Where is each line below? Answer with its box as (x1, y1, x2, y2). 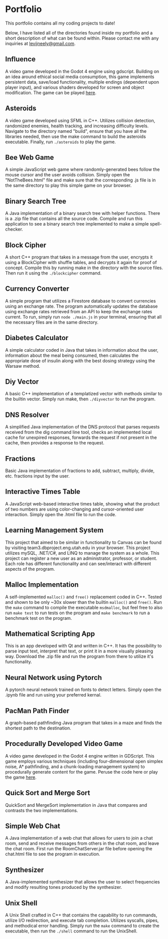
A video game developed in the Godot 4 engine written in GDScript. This (5, 753, 154, 759)
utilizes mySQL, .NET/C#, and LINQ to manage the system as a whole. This (5, 550, 159, 556)
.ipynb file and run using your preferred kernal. (5, 692, 102, 698)
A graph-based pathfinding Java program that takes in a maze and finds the (5, 720, 162, 726)
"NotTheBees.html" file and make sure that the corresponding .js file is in (5, 177, 156, 183)
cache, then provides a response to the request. (5, 440, 104, 446)
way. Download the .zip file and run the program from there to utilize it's (5, 653, 154, 659)
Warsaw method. (5, 363, 41, 369)
